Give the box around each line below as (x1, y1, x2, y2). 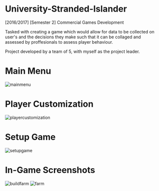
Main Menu (5, 65, 51, 77)
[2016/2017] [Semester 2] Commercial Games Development (5, 19, 124, 25)
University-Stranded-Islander (5, 3, 127, 15)
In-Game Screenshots (5, 164, 95, 175)
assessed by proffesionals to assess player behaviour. (5, 39, 113, 45)
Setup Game (5, 132, 56, 143)
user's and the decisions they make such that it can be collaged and (5, 34, 142, 40)
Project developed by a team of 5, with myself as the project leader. (5, 48, 140, 54)
